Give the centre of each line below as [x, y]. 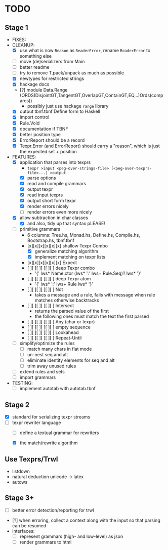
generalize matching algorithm [67, 251]
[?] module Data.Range [44, 90]
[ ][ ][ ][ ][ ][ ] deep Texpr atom [59, 278]
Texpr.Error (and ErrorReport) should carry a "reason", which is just [90, 146]
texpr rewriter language [36, 422]
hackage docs [34, 84]
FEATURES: [24, 157]
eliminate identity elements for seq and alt [71, 360]
